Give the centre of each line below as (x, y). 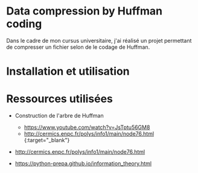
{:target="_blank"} (47, 140)
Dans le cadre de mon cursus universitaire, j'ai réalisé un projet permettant (99, 40)
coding (24, 24)
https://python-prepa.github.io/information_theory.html (83, 163)
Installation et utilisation (68, 71)
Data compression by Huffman (85, 11)
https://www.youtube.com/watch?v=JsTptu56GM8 (87, 127)
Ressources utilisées (60, 99)
